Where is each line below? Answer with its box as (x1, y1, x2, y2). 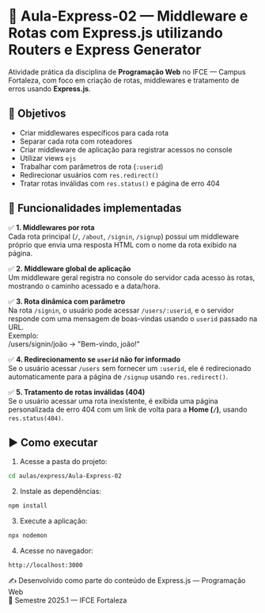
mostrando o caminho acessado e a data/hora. (8, 281, 161, 290)
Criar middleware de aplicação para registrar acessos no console (19, 144, 233, 154)
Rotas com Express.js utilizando (8, 24, 223, 42)
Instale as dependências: (19, 487, 101, 496)
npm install (8, 502, 47, 510)
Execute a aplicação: (19, 516, 88, 526)
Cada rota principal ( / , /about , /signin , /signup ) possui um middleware (8, 232, 240, 241)
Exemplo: (8, 331, 39, 340)
